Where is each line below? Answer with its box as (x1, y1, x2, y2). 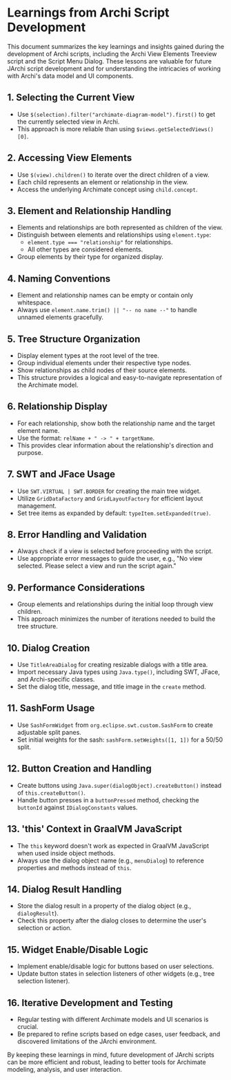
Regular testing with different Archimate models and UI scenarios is (17, 1015, 209, 1023)
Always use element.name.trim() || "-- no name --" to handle (17, 306, 198, 314)
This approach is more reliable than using (17, 124, 135, 133)
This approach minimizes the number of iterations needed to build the (17, 615, 216, 623)
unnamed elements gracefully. (17, 313, 104, 322)
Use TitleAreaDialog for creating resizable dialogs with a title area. (17, 661, 208, 669)
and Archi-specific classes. (17, 675, 95, 684)
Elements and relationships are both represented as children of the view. (17, 223, 223, 232)
